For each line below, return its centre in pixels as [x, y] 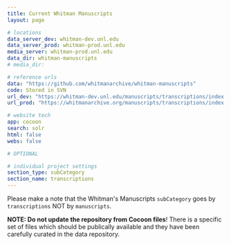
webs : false [24, 141]
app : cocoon [24, 122]
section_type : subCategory [46, 173]
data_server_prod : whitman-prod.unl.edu [66, 46]
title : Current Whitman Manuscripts [60, 13]
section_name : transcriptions [51, 179]
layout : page [26, 20]
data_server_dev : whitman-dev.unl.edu [63, 39]
